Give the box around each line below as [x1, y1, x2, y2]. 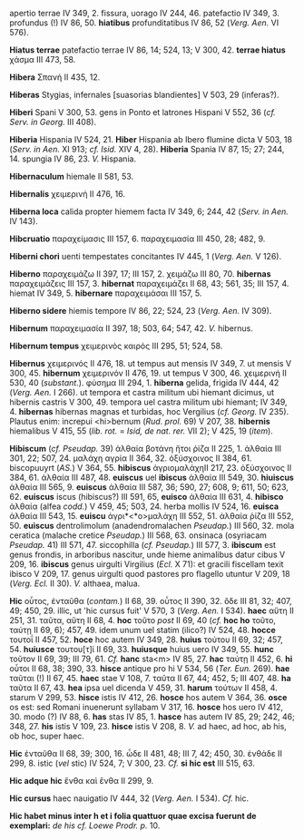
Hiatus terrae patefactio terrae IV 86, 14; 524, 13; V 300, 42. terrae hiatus [9, 44, 286, 55]
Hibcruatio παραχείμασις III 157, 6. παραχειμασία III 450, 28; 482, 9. [9, 233, 266, 244]
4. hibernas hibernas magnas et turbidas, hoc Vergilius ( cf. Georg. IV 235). [9, 406, 289, 416]
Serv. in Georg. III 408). [9, 117, 97, 127]
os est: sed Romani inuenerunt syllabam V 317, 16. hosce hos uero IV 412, [9, 702, 284, 712]
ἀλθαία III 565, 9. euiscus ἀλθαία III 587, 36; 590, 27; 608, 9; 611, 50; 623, [9, 482, 289, 493]
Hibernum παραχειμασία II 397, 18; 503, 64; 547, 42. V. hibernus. [9, 323, 254, 334]
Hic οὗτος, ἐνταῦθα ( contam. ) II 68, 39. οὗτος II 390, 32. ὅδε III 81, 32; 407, [9, 596, 292, 606]
